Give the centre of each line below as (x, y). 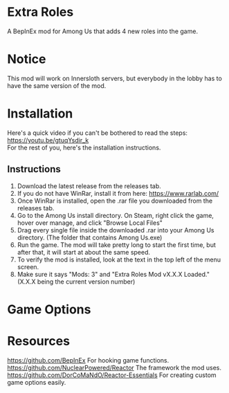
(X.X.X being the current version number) (76, 282)
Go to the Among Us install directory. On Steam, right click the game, (116, 215)
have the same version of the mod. (57, 85)
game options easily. (37, 382)
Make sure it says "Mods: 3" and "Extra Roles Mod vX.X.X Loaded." (113, 274)
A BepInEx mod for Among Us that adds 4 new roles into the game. (103, 31)
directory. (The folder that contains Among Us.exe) (90, 237)
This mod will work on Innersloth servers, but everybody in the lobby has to (115, 78)
